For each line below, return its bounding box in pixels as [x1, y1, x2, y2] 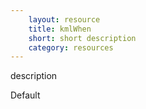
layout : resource [28, 14, 101, 25]
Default [10, 89, 41, 101]
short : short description [28, 33, 137, 43]
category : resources [28, 42, 114, 53]
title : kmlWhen [28, 24, 92, 34]
